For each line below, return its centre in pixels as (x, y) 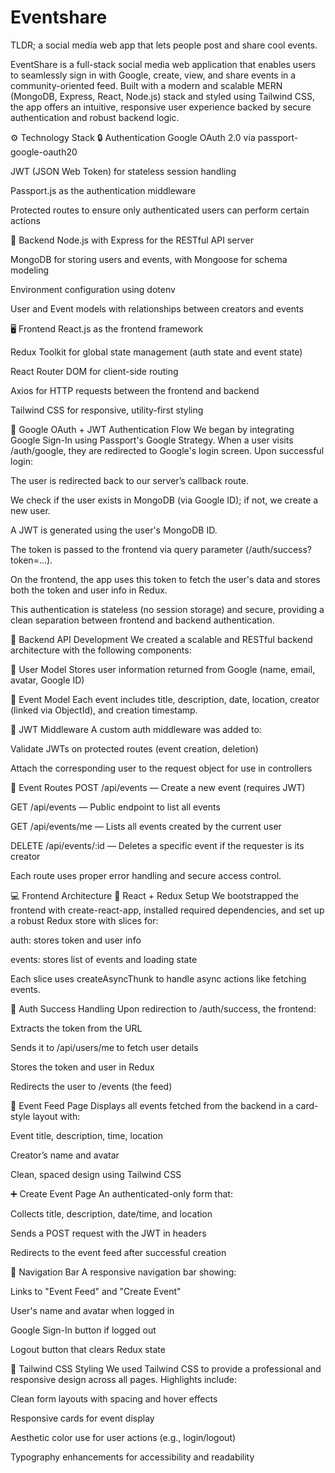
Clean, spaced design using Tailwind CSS (96, 1174)
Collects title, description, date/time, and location (111, 1213)
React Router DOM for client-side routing (94, 371)
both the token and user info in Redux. (89, 590)
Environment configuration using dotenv (93, 289)
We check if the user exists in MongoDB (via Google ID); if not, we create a (164, 500)
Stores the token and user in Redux (82, 1067)
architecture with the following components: (101, 650)
